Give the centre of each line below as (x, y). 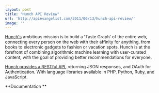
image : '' (15, 23)
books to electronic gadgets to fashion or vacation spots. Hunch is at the (78, 47)
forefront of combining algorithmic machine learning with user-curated (76, 52)
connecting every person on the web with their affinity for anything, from (78, 42)
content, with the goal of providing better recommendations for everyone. (79, 57)
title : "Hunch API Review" (32, 14)
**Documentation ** (26, 86)
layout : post (18, 9)
